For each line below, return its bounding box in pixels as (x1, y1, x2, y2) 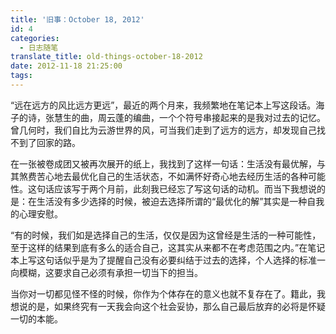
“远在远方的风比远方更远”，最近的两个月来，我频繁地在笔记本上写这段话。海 (10, 99, 325, 111)
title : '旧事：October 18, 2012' (10, 14, 145, 25)
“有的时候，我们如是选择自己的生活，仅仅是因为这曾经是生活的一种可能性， (10, 229, 322, 241)
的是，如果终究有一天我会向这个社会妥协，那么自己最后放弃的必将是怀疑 (27, 300, 326, 312)
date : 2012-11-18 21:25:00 (10, 61, 123, 71)
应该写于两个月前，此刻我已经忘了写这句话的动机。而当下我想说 (53, 182, 317, 195)
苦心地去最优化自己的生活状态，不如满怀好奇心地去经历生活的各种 (36, 170, 308, 182)
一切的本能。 (10, 312, 63, 325)
